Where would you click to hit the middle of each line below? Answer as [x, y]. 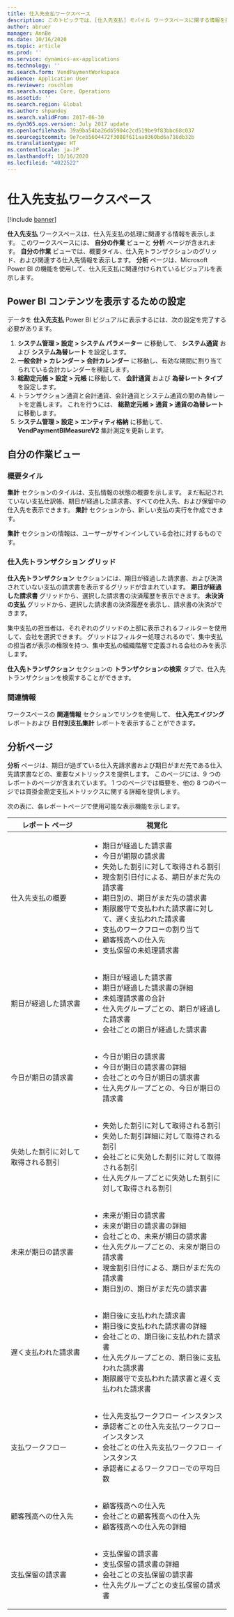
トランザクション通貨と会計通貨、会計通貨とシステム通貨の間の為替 [115, 396]
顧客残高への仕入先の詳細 [144, 1526]
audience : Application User [48, 78]
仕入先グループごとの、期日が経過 [158, 1009]
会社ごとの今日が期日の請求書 [151, 1077]
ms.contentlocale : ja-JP [43, 150]
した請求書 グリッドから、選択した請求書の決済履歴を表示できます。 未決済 [116, 596]
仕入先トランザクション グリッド [62, 562]
